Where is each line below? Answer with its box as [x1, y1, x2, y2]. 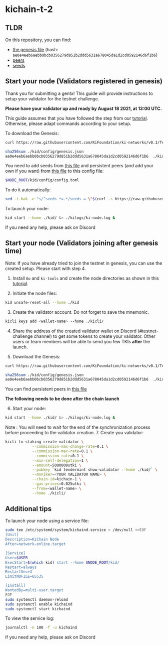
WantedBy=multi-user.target [5, 588, 64, 593]
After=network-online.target [5, 542, 66, 547]
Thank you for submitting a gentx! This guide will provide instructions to [5, 90, 153, 96]
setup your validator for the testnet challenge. [5, 95, 99, 101]
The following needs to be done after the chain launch [5, 396, 119, 402]
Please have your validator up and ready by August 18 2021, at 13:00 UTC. [5, 105, 162, 111]
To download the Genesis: [5, 130, 59, 136]
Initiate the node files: [12, 290, 57, 296]
